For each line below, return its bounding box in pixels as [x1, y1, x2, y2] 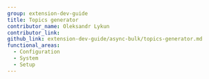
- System [13, 55, 39, 62]
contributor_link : [7, 29, 60, 36]
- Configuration [13, 49, 60, 56]
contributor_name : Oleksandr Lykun [7, 23, 110, 30]
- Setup [13, 61, 36, 68]
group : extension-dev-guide [7, 10, 89, 17]
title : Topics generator [7, 16, 79, 23]
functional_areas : [7, 42, 60, 49]
